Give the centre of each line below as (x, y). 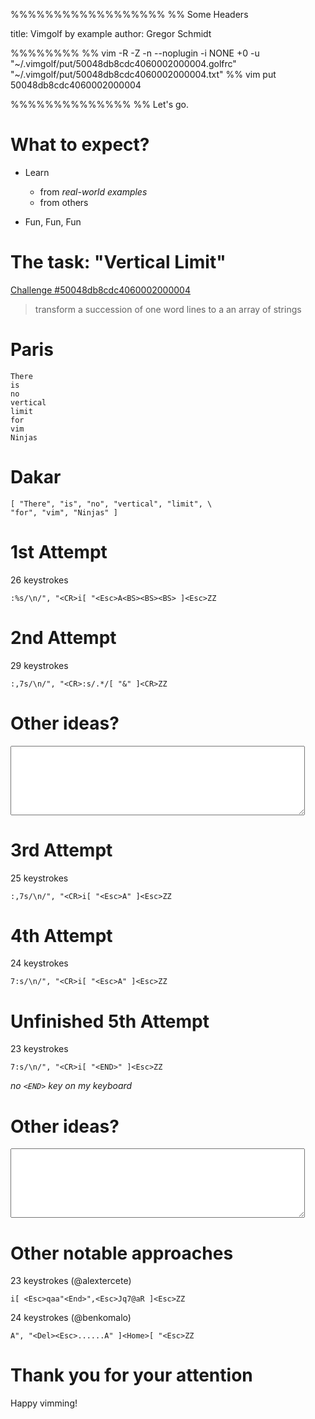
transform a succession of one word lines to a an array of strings (168, 309)
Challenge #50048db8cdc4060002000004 (100, 290)
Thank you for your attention (131, 1375)
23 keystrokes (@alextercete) (71, 1281)
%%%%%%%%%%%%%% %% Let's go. (100, 104)
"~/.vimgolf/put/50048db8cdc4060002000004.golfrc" (123, 63)
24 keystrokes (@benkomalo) (71, 1318)
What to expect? (80, 145)
